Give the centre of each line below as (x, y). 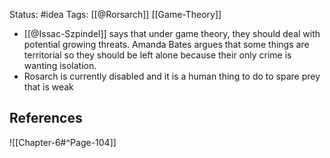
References (46, 118)
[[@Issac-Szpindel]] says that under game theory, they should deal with (172, 33)
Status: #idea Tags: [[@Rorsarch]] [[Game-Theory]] (115, 14)
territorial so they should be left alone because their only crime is (157, 55)
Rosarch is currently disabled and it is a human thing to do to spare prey (172, 76)
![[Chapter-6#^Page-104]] (63, 142)
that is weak (48, 87)
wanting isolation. (60, 65)
